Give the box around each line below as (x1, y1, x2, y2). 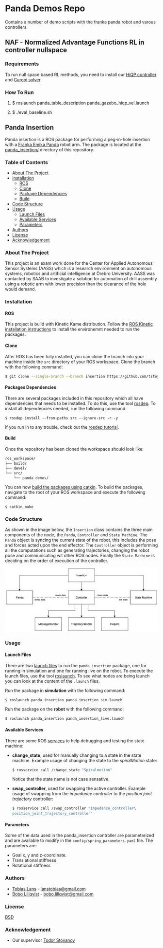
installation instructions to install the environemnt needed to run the (5, 327, 140, 332)
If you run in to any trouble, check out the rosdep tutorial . (5, 424, 119, 430)
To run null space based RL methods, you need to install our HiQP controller (5, 72, 157, 77)
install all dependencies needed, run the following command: (5, 405, 127, 411)
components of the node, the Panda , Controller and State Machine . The (5, 532, 148, 538)
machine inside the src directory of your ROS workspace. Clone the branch (5, 359, 156, 365)
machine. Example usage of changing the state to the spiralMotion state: (12, 757, 157, 763)
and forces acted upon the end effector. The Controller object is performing (5, 542, 158, 548)
